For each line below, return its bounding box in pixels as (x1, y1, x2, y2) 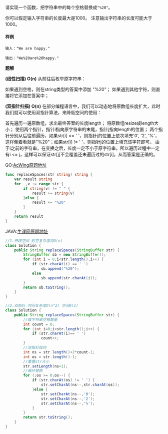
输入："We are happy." (5, 46, 50, 51)
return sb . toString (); (23, 285, 70, 290)
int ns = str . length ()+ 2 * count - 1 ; (23, 349, 95, 354)
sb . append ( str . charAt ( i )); (40, 275, 97, 280)
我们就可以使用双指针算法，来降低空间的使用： (5, 110, 101, 116)
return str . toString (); (23, 415, 72, 420)
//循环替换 (23, 368, 43, 373)
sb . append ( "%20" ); (40, 266, 79, 271)
